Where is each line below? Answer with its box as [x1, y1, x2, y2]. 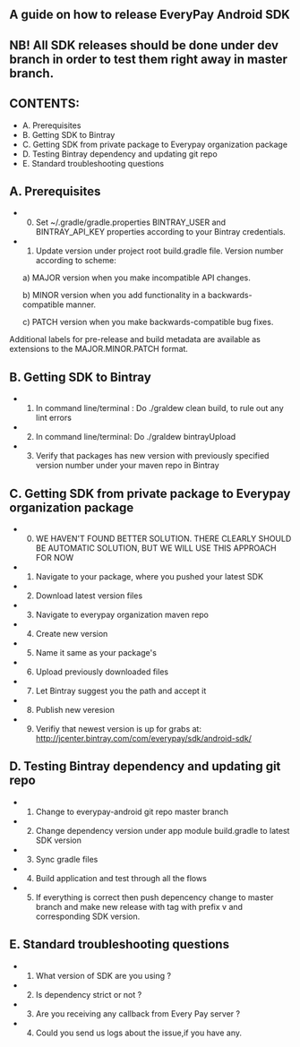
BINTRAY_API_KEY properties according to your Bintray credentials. [35, 227, 287, 237]
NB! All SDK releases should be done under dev [9, 38, 279, 53]
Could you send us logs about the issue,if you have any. [35, 1027, 243, 1038]
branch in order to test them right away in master [9, 51, 288, 66]
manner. [65, 299, 97, 310]
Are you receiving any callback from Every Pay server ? [35, 1008, 240, 1019]
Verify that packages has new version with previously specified [35, 451, 270, 461]
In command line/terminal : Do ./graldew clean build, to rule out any [35, 403, 284, 414]
